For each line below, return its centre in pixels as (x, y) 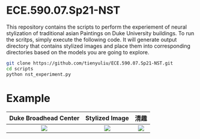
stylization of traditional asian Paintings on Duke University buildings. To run (100, 33)
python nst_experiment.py (38, 74)
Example (28, 98)
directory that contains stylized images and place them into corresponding (98, 46)
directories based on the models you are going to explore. (78, 52)
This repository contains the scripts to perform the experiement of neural (97, 27)
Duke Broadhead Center (44, 118)
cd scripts (20, 69)
